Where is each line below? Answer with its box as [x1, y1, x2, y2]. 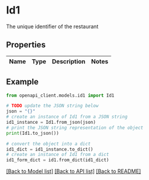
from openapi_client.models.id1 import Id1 [6, 92, 115, 99]
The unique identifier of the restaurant [6, 23, 99, 30]
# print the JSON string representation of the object [6, 124, 144, 131]
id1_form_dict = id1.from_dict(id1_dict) [6, 157, 110, 163]
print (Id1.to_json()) [6, 130, 59, 136]
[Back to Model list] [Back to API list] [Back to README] [6, 168, 141, 175]
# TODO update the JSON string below [6, 103, 99, 109]
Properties [6, 40, 46, 50]
